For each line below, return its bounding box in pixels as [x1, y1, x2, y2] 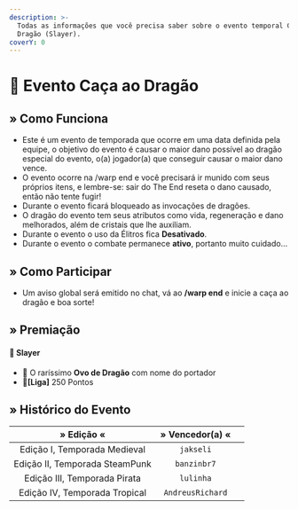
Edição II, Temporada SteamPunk [13, 458, 153, 470]
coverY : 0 [9, 37, 46, 47]
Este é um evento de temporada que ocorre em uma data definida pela [21, 135, 281, 145]
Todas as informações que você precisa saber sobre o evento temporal [17, 21, 284, 30]
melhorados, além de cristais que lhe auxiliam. [21, 219, 192, 231]
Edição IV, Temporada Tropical [19, 487, 147, 499]
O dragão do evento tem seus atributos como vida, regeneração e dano [21, 210, 284, 221]
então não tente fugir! [21, 192, 102, 202]
